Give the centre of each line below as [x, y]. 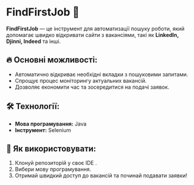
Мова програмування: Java [51, 124]
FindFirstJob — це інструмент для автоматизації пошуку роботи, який [96, 29]
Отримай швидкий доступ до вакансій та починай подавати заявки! [101, 175]
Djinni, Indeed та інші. [34, 41]
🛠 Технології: [33, 106]
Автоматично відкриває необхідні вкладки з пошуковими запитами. [101, 74]
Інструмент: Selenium [43, 130]
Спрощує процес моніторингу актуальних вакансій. [81, 80]
